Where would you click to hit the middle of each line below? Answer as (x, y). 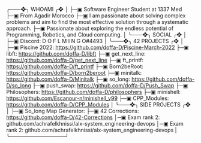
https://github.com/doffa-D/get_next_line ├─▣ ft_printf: (75, 60)
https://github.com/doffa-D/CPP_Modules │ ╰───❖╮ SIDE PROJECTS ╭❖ (98, 104)
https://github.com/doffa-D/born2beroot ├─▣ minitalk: (74, 73)
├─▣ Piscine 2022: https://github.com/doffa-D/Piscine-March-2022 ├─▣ (97, 47)
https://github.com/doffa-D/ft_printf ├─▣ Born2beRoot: (75, 66)
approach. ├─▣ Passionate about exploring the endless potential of (90, 28)
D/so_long (19, 86)
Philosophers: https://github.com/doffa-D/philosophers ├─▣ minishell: (94, 92)
